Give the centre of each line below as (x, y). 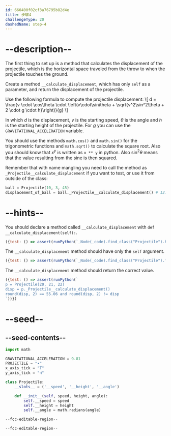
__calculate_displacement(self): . (41, 232)
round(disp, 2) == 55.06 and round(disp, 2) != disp (62, 294)
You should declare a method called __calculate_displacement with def (80, 227)
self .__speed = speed (47, 401)
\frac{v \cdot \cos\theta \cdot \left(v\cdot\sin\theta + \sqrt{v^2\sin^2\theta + (85, 105)
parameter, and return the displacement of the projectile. (65, 90)
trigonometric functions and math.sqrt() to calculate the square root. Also (83, 146)
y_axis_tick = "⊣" (25, 373)
